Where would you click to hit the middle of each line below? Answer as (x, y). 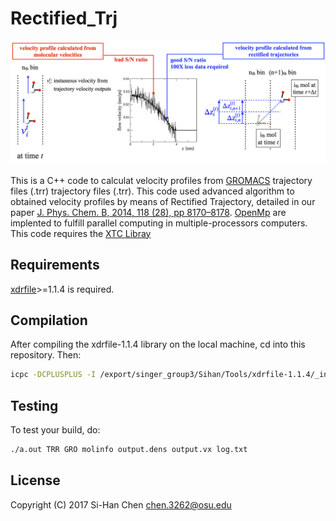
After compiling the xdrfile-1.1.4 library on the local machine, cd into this (158, 344)
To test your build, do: (55, 430)
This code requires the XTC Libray (81, 233)
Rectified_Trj (64, 18)
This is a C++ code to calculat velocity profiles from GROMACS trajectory (161, 180)
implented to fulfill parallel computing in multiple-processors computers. (159, 223)
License (35, 480)
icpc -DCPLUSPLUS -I (53, 375)
